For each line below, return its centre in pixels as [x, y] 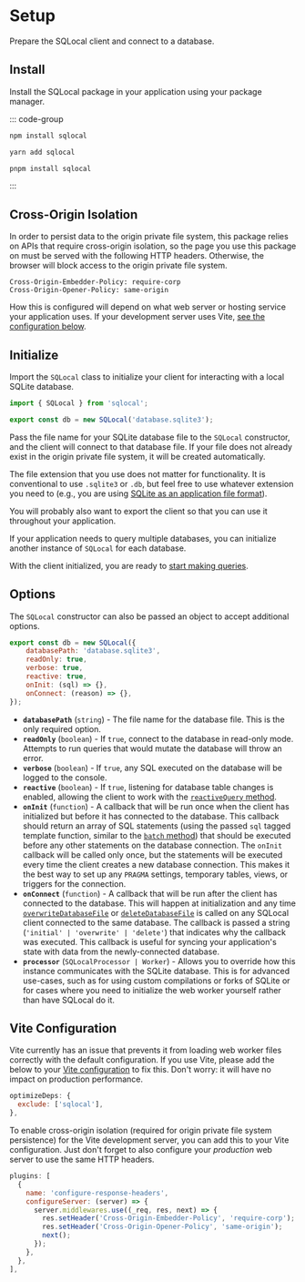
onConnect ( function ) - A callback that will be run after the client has [150, 893]
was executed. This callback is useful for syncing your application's [150, 941]
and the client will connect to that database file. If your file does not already [151, 446]
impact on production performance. [76, 1079]
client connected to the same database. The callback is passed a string [156, 922]
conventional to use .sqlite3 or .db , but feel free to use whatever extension [152, 483]
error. [33, 758]
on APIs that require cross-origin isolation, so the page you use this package [153, 246]
